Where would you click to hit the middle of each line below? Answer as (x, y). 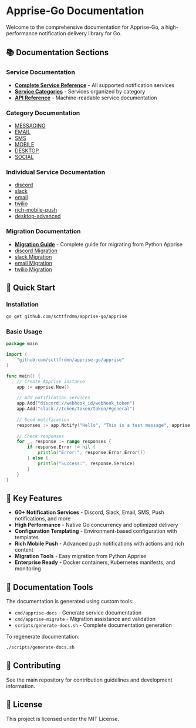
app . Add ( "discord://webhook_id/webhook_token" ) (76, 403)
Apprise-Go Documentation (75, 11)
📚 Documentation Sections (58, 53)
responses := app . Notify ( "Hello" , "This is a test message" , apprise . (105, 425)
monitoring (28, 569)
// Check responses (40, 436)
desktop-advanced (38, 216)
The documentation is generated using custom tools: (70, 601)
